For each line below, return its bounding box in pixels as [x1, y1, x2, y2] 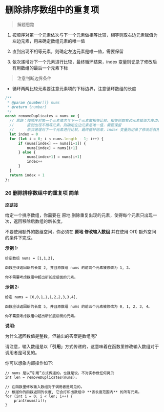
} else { [18, 150, 36, 155]
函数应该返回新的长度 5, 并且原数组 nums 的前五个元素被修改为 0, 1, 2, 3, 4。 [5, 304, 152, 309]
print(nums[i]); [14, 398, 47, 403]
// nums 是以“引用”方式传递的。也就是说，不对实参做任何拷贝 [5, 370, 114, 375]
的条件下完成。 [5, 235, 35, 240]
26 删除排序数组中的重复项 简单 [5, 190, 79, 196]
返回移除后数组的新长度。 [13, 218, 65, 224]
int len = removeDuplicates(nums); [5, 375, 78, 380]
